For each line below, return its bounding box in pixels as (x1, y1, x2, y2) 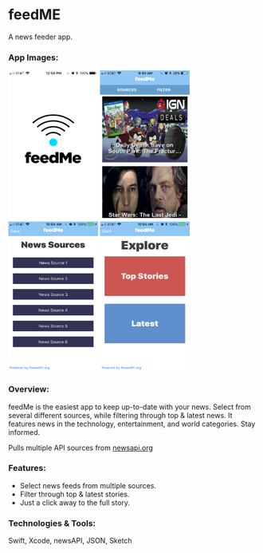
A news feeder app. (8, 32, 73, 41)
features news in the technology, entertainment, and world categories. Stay (8, 419, 256, 429)
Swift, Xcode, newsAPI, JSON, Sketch (8, 536, 133, 546)
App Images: (8, 52, 59, 63)
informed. (8, 427, 41, 436)
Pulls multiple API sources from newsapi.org (8, 443, 154, 452)
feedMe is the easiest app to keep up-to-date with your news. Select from (8, 401, 251, 412)
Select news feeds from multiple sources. (19, 480, 157, 490)
